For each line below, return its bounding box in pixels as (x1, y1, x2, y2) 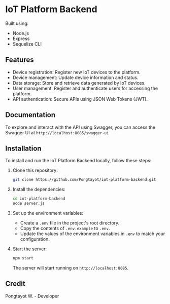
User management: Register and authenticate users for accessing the (12, 85, 158, 91)
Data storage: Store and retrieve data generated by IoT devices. (12, 80, 146, 86)
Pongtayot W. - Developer (5, 293, 59, 299)
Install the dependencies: (12, 186, 66, 193)
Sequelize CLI (12, 41, 42, 47)
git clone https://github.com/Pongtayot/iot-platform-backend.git (12, 177, 156, 182)
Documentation (5, 110, 56, 120)
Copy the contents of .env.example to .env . (20, 225, 110, 231)
